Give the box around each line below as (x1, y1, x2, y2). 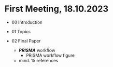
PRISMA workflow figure (26, 52, 75, 58)
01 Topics (11, 28, 31, 34)
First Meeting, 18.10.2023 (4, 3, 109, 14)
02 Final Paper (11, 38, 41, 44)
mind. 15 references (18, 57, 58, 63)
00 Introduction (11, 19, 42, 25)
